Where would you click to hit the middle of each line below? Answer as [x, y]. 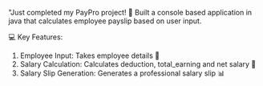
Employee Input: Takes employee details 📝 [90, 55]
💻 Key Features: [36, 37]
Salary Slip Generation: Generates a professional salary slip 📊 [122, 73]
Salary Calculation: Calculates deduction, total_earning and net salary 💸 [138, 64]
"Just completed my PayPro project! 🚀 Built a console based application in [130, 12]
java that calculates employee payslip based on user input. [105, 21]
